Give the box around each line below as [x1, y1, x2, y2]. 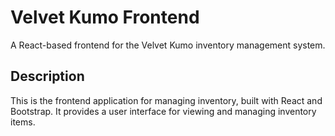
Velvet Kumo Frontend [10, 6, 200, 29]
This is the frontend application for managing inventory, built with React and [10, 94, 323, 106]
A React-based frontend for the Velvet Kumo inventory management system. [10, 39, 326, 51]
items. [10, 116, 36, 128]
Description [10, 68, 85, 85]
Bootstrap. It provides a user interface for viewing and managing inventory [10, 105, 317, 117]
